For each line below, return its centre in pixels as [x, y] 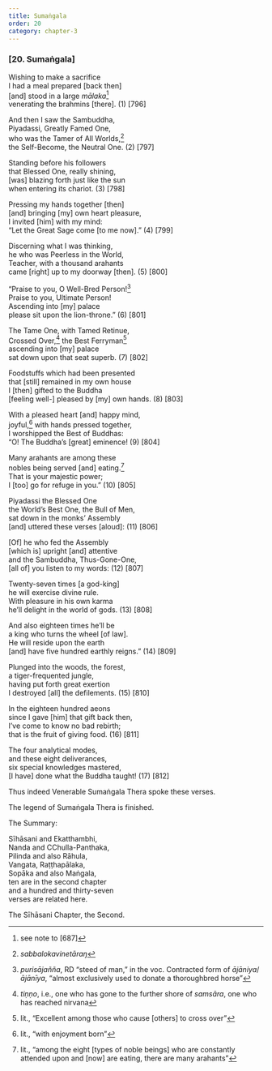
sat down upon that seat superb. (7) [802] [78, 358]
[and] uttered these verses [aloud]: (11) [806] [83, 526]
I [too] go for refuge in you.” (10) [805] [72, 485]
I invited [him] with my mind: [55, 221]
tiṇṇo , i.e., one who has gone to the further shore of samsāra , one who [138, 993]
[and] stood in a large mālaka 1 [59, 95]
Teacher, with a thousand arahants [66, 263]
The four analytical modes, [53, 750]
